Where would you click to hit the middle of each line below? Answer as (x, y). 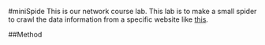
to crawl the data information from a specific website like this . (108, 19)
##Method (25, 35)
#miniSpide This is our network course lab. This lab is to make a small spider (132, 11)
